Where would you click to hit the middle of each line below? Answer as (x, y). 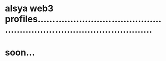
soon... (20, 53)
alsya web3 (29, 9)
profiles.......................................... (83, 19)
